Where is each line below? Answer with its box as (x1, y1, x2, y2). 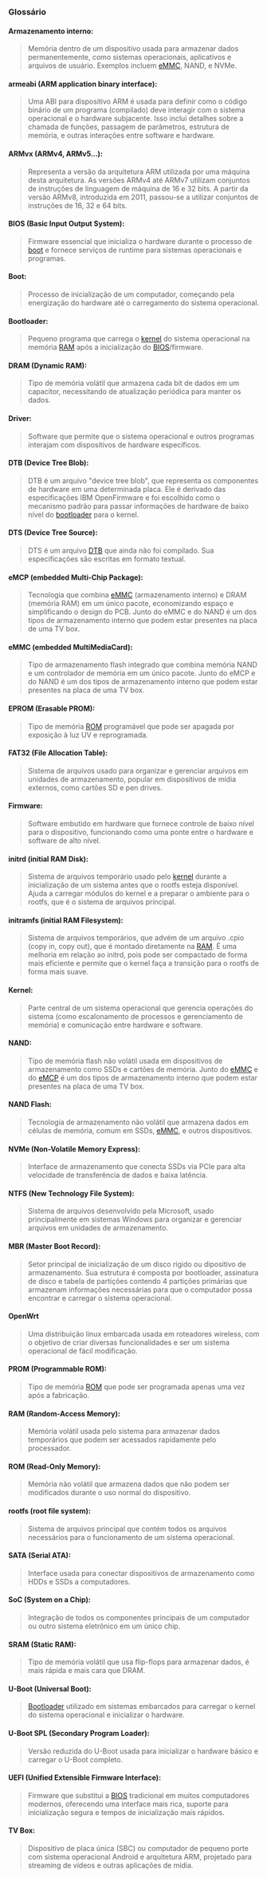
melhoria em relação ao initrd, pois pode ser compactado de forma (27, 950, 248, 959)
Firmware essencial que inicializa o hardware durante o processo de (27, 236, 253, 246)
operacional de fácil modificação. (27, 1346, 138, 1356)
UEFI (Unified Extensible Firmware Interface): (8, 1773, 162, 1782)
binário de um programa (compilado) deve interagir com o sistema (27, 105, 245, 115)
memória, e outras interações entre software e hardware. (27, 131, 215, 140)
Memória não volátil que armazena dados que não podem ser (27, 1479, 230, 1489)
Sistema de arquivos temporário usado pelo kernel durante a (27, 872, 227, 881)
